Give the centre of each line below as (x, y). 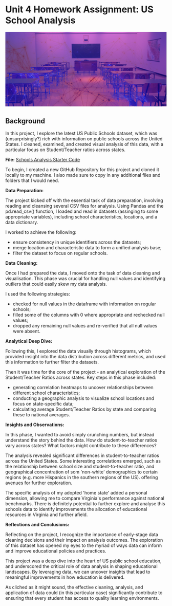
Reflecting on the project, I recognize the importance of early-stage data (82, 535)
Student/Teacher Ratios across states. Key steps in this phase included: (81, 378)
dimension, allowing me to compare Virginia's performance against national (85, 498)
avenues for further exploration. (39, 483)
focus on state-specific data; (43, 404)
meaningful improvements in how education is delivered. (65, 577)
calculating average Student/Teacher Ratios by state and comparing (84, 409)
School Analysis (40, 20)
